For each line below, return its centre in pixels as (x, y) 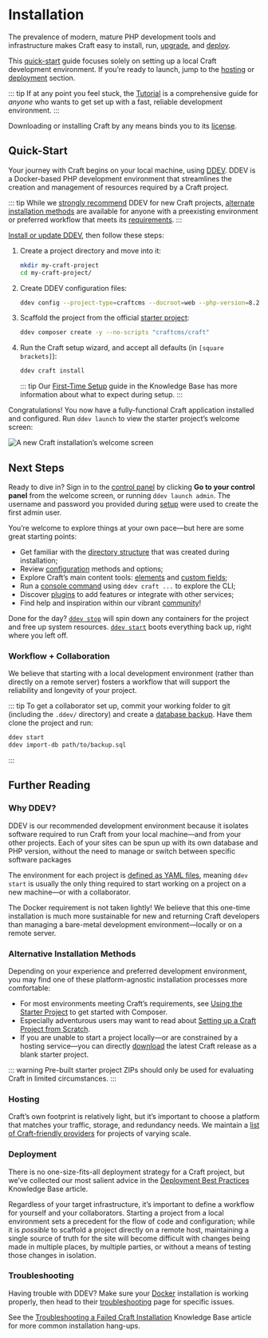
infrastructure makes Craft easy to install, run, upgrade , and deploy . (120, 45)
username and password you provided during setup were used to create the (134, 504)
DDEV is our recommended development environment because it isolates (128, 826)
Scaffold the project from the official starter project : (104, 318)
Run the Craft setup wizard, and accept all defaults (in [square (122, 348)
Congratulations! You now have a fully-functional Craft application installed (131, 410)
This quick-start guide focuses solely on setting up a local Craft (112, 61)
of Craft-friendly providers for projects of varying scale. (100, 1133)
